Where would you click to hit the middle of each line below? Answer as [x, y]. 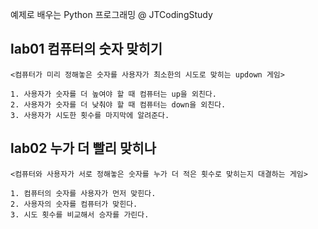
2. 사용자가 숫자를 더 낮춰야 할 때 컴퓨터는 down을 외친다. [118, 104]
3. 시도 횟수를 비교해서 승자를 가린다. [80, 214]
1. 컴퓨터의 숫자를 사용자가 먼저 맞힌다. [83, 193]
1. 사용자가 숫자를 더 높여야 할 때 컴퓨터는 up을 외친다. [113, 94]
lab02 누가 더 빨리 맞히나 [83, 148]
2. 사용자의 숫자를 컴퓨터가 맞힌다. [74, 204]
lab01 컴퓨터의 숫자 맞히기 [86, 49]
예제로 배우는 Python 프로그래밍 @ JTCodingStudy [111, 14]
